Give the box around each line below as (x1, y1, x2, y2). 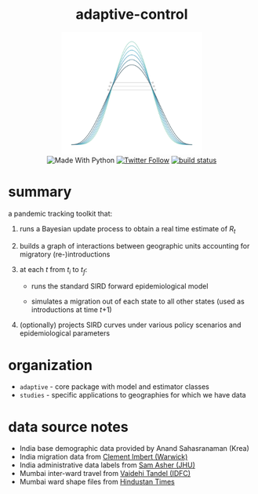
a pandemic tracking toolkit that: (8, 209, 113, 218)
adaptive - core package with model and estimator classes (19, 382, 210, 391)
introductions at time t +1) (31, 305, 112, 314)
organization (8, 356, 93, 374)
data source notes (8, 418, 129, 436)
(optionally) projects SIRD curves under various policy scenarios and (19, 320, 242, 330)
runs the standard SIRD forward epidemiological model (31, 282, 209, 291)
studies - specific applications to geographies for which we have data (19, 390, 246, 400)
